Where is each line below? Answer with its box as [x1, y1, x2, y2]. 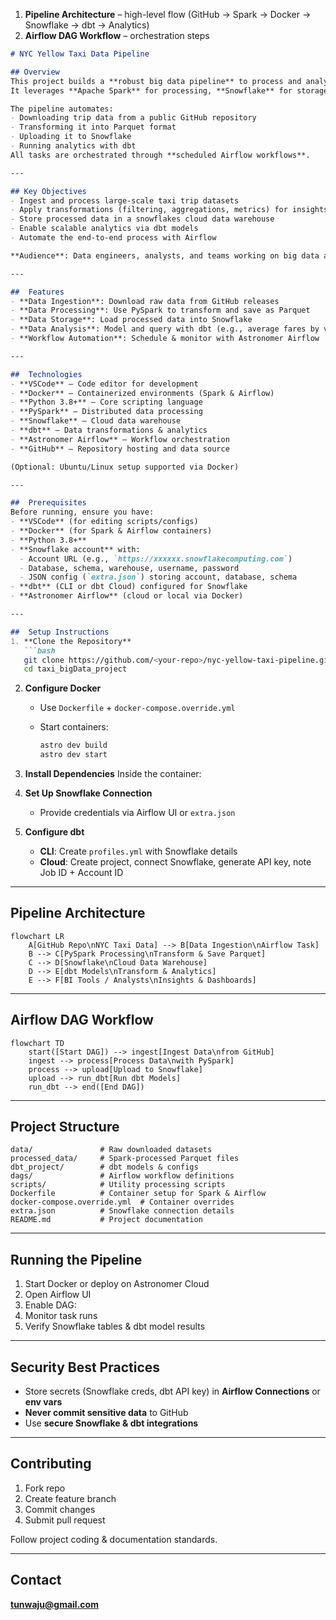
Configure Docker [24, 682, 102, 694]
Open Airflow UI [24, 1289, 92, 1301]
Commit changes [24, 1503, 96, 1515]
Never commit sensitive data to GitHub [24, 1407, 189, 1419]
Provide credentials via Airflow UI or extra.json [39, 807, 236, 818]
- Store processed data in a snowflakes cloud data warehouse [10, 214, 275, 224]
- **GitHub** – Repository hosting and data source [10, 444, 230, 454]
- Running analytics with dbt [10, 141, 137, 151]
